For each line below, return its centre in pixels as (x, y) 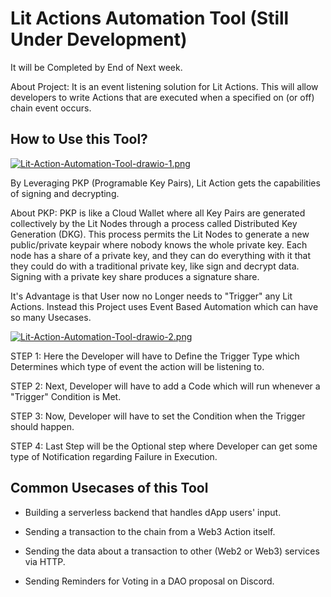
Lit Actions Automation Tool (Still (150, 18)
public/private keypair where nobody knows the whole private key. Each (159, 244)
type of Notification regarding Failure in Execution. (114, 456)
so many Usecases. (51, 317)
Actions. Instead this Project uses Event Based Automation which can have (164, 306)
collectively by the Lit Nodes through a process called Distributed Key (154, 223)
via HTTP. (45, 561)
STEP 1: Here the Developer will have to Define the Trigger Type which (155, 356)
